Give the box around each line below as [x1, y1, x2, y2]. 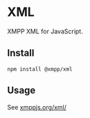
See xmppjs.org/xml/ [7, 103, 67, 111]
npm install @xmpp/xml [7, 65, 73, 73]
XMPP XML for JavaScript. [7, 27, 83, 35]
